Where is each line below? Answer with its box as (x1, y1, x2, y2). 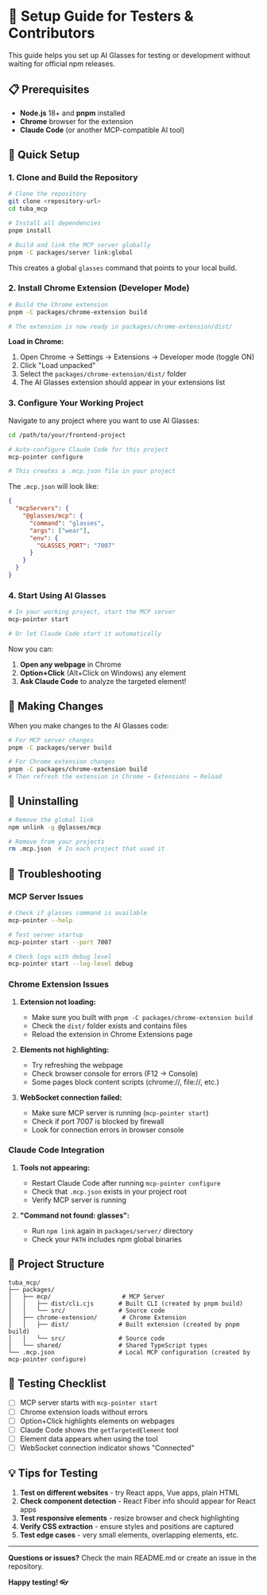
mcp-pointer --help (8, 916, 73, 925)
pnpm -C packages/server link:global (8, 248, 133, 256)
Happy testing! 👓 (8, 1577, 69, 1587)
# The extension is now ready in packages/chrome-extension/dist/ (8, 323, 233, 330)
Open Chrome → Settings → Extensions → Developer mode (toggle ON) (19, 352, 255, 362)
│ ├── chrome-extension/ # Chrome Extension (8, 1313, 187, 1321)
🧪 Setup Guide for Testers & (8, 7, 194, 25)
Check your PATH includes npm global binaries (31, 1234, 183, 1244)
